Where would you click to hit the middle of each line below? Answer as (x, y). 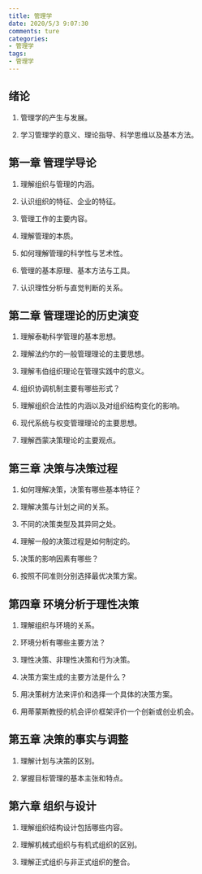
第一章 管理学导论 (52, 163)
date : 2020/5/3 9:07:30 (49, 24)
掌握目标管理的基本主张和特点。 (73, 778)
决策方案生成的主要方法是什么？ (73, 676)
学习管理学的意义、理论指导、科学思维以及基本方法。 (109, 134)
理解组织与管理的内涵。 (59, 184)
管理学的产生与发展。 (56, 117)
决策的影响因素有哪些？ (59, 559)
